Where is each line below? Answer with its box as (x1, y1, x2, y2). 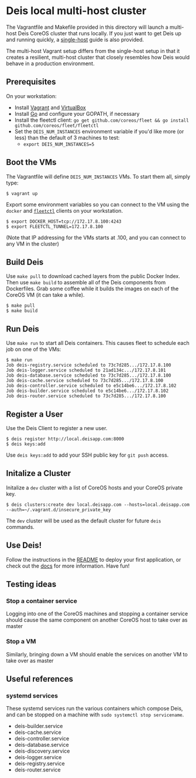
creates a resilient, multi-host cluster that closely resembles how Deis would (6, 53, 190, 61)
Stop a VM (6, 638, 36, 646)
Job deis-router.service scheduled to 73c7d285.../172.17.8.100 (6, 393, 166, 399)
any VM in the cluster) (6, 240, 60, 247)
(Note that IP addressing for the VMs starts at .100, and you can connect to (6, 234, 186, 241)
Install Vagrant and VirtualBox (14, 104, 86, 111)
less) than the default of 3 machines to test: (14, 134, 120, 141)
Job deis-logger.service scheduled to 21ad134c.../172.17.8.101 (6, 367, 166, 374)
